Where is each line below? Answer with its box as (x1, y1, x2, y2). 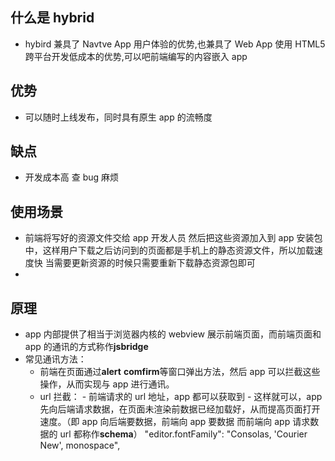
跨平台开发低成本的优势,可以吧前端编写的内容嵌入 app (24, 50, 248, 62)
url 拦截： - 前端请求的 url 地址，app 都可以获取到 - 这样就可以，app (39, 391, 323, 403)
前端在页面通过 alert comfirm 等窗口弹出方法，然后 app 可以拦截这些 (39, 366, 321, 378)
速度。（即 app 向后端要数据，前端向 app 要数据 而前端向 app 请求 (39, 416, 311, 428)
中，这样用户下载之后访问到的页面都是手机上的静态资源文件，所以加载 (24, 244, 315, 257)
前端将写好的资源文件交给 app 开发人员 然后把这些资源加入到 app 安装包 (24, 232, 323, 244)
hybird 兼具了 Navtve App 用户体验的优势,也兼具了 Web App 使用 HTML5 (24, 38, 326, 50)
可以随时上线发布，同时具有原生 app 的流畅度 (24, 111, 213, 123)
